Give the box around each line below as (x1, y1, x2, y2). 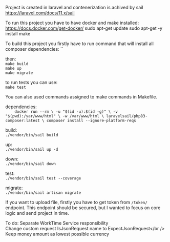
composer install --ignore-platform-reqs (46, 118, 137, 123)
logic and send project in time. (5, 210, 69, 216)
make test (5, 85, 27, 90)
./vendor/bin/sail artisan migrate (5, 190, 81, 195)
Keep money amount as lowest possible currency (5, 231, 109, 237)
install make (5, 31, 31, 36)
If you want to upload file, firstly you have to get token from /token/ (5, 199, 147, 205)
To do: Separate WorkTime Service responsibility (5, 220, 109, 226)
